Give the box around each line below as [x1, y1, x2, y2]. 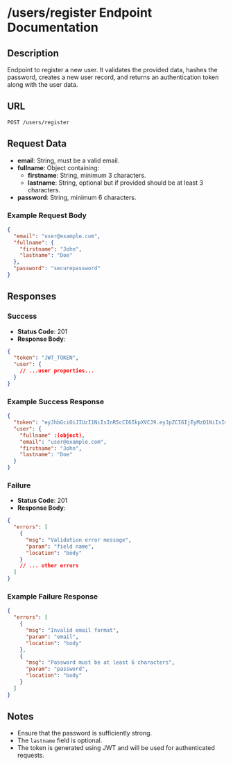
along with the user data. [7, 81, 78, 88]
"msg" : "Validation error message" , [25, 536, 132, 543]
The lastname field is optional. [17, 736, 103, 744]
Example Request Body [7, 210, 87, 220]
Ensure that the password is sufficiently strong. [17, 729, 153, 738]
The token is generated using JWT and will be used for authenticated [17, 744, 215, 752]
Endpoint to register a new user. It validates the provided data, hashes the [7, 66, 218, 74]
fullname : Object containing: [17, 163, 100, 172]
